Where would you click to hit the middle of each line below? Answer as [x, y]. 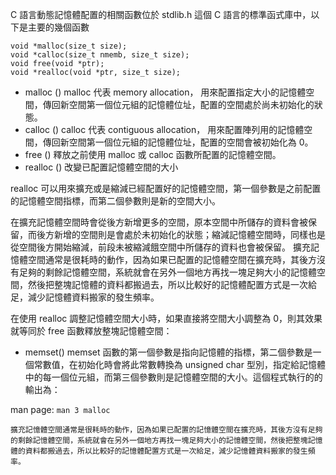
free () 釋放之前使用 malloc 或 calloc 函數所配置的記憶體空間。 [153, 154]
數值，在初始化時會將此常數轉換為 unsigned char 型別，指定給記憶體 [184, 364]
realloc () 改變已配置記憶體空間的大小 [101, 167]
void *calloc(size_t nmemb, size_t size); [100, 55]
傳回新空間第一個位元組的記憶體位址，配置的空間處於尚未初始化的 [178, 104]
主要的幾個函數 [58, 27]
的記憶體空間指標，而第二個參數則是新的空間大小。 [115, 201]
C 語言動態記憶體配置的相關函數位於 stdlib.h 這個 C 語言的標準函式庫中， [161, 14]
